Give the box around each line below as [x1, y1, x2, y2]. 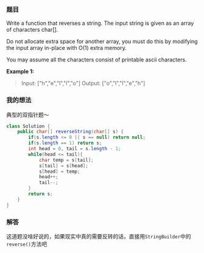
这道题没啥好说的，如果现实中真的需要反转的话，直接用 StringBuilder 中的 [6, 233, 192, 240]
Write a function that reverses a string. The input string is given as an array [6, 19, 194, 27]
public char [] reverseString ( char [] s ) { [17, 129, 124, 135]
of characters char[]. [6, 26, 58, 33]
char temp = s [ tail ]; [38, 157, 94, 163]
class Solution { [6, 123, 51, 129]
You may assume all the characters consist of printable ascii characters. [6, 56, 187, 63]
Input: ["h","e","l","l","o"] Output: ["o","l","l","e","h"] [21, 80, 146, 87]
